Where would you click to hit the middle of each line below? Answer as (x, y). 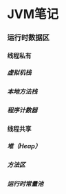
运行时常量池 (25, 184)
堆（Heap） (24, 146)
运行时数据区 (29, 37)
